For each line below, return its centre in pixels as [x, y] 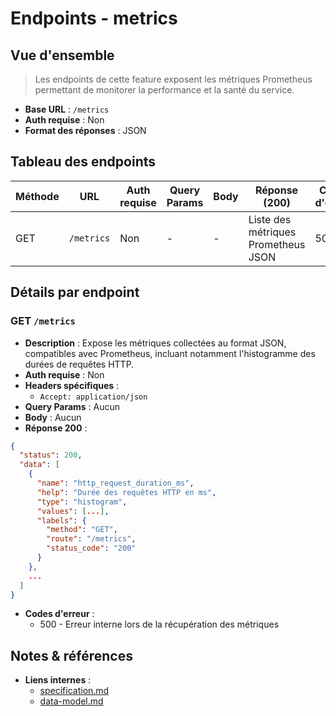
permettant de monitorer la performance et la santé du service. [164, 90]
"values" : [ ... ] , [73, 511]
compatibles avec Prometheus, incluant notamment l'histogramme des [170, 353]
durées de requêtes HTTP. [79, 364]
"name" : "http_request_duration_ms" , [115, 483]
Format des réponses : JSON [85, 130]
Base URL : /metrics [67, 109]
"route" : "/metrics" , [91, 539]
